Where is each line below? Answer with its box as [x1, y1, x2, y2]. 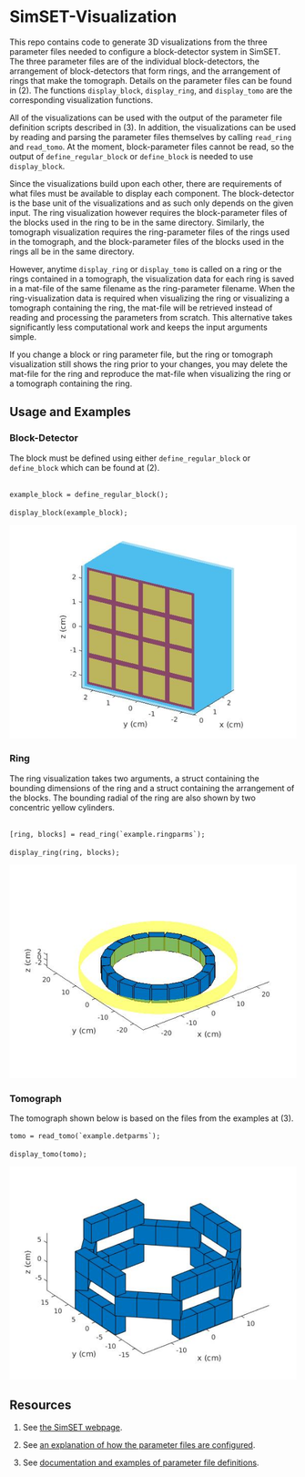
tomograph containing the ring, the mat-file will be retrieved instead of [9, 302, 273, 313]
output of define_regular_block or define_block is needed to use [9, 150, 253, 161]
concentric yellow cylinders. [9, 801, 116, 812]
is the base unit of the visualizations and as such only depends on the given [9, 198, 294, 209]
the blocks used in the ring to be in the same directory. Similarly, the [9, 217, 265, 228]
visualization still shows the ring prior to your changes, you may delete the [9, 358, 289, 370]
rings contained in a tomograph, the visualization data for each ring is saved [9, 273, 294, 284]
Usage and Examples [9, 404, 132, 420]
